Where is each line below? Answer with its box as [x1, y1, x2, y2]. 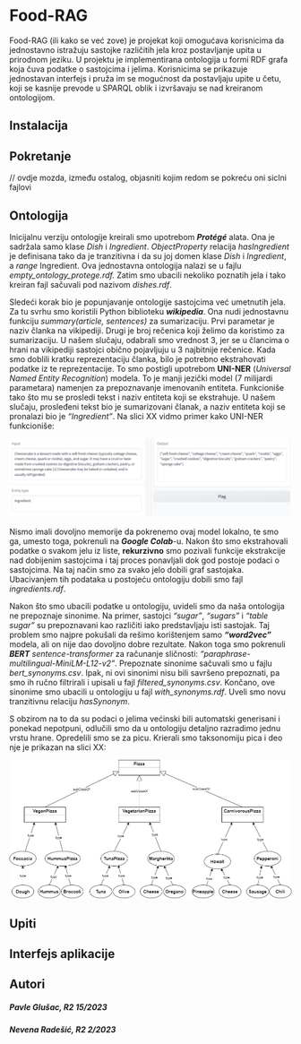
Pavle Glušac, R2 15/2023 [9, 1002, 107, 1013]
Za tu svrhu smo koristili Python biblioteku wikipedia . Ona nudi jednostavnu [9, 306, 289, 316]
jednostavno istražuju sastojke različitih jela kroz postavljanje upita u [9, 44, 262, 55]
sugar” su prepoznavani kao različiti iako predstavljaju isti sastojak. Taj [9, 619, 271, 630]
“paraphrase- [200, 648, 251, 659]
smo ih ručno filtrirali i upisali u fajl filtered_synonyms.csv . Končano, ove [9, 677, 276, 687]
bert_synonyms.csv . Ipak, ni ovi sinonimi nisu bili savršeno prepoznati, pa [9, 667, 280, 677]
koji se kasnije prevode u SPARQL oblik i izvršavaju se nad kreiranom [9, 82, 263, 93]
